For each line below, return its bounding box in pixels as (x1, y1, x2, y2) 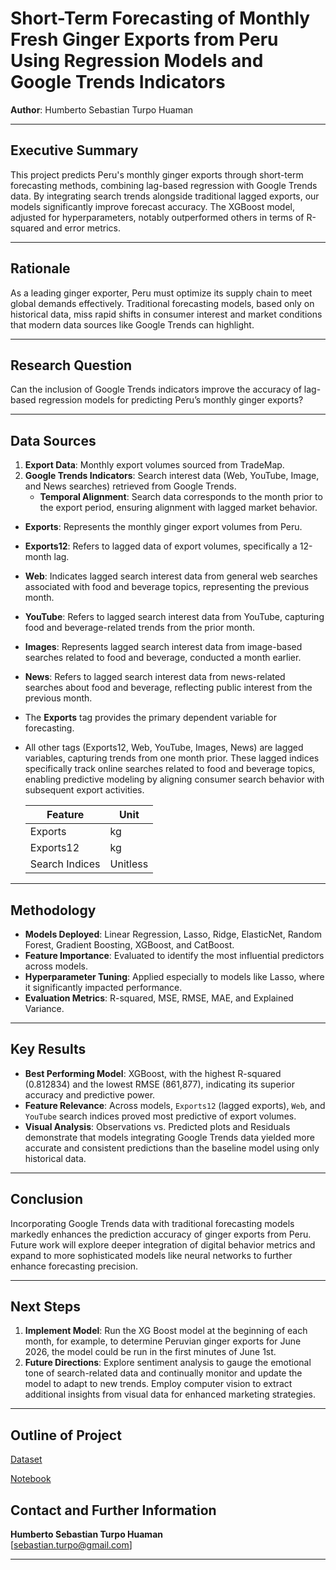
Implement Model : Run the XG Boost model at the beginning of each (24, 1325, 308, 1337)
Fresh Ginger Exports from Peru (10, 28, 279, 51)
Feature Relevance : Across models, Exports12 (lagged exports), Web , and (24, 1099, 326, 1111)
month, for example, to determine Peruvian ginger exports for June (24, 1335, 302, 1347)
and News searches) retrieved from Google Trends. (24, 480, 237, 492)
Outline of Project (10, 1427, 122, 1444)
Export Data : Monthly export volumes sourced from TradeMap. (24, 459, 285, 471)
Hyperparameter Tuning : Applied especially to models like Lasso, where (24, 971, 325, 982)
